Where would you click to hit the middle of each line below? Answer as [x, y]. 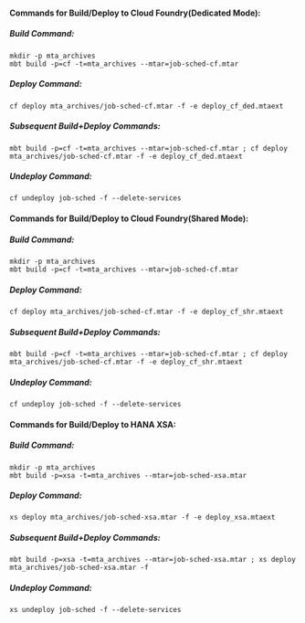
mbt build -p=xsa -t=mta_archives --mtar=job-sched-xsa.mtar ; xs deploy [153, 560]
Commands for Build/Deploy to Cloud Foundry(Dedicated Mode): [135, 13]
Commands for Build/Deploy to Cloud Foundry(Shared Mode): [129, 218]
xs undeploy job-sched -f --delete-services [95, 610]
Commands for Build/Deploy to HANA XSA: [93, 424]
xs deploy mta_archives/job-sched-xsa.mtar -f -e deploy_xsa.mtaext [142, 517]
